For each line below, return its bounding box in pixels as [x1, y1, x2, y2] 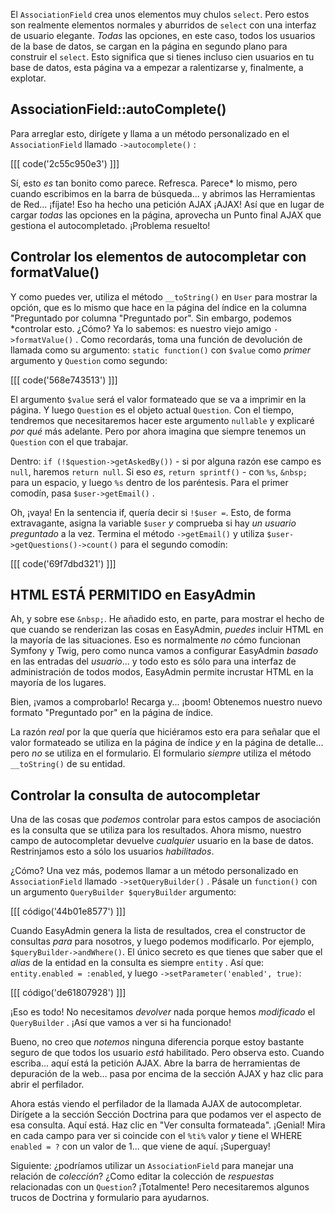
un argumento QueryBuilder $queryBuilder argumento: [10, 886, 237, 898]
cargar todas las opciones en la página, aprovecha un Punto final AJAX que [10, 209, 322, 221]
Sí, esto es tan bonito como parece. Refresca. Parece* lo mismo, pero [10, 177, 298, 189]
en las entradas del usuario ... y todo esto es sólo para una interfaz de [10, 655, 297, 668]
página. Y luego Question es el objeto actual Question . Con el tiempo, [10, 404, 295, 416]
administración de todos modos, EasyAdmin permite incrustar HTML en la [10, 666, 314, 678]
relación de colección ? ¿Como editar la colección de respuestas [10, 1170, 275, 1183]
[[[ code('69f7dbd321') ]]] [10, 557, 117, 569]
